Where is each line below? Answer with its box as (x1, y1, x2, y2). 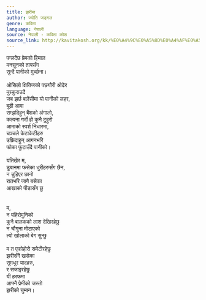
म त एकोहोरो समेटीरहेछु (6, 246, 51, 252)
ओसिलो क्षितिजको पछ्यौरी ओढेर (6, 81, 67, 89)
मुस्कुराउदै (6, 88, 26, 96)
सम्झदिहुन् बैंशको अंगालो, (6, 109, 54, 116)
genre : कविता (6, 20, 36, 26)
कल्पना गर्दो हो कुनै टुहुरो (6, 116, 53, 123)
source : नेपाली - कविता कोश (6, 32, 67, 38)
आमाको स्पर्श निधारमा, (6, 123, 49, 130)
